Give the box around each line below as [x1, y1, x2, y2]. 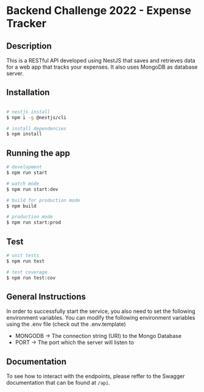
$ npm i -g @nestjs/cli [6, 114, 67, 120]
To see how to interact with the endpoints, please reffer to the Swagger [6, 373, 185, 380]
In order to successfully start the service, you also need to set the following [6, 308, 196, 315]
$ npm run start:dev [6, 186, 59, 192]
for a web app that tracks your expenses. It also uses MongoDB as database [6, 63, 198, 70]
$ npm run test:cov [6, 275, 56, 281]
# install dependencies [6, 125, 67, 131]
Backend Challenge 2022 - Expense [6, 4, 192, 18]
